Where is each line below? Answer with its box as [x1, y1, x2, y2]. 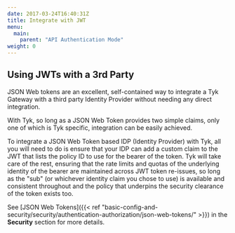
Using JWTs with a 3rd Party [7, 69, 135, 81]
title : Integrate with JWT [7, 17, 86, 24]
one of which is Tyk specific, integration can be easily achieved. [7, 124, 193, 132]
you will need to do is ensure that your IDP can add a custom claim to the [7, 145, 219, 153]
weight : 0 [7, 43, 36, 50]
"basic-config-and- [101, 203, 159, 211]
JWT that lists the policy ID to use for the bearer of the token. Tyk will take [7, 152, 222, 160]
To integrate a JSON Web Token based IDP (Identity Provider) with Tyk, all [7, 137, 221, 145]
